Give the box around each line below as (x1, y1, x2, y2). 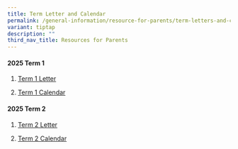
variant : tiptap (7, 23, 55, 31)
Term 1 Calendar (17, 88, 66, 96)
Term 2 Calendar (17, 134, 67, 143)
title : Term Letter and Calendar (7, 10, 106, 18)
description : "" (7, 30, 55, 38)
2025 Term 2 (7, 104, 46, 113)
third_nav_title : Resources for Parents (7, 37, 129, 44)
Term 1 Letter (17, 74, 57, 83)
